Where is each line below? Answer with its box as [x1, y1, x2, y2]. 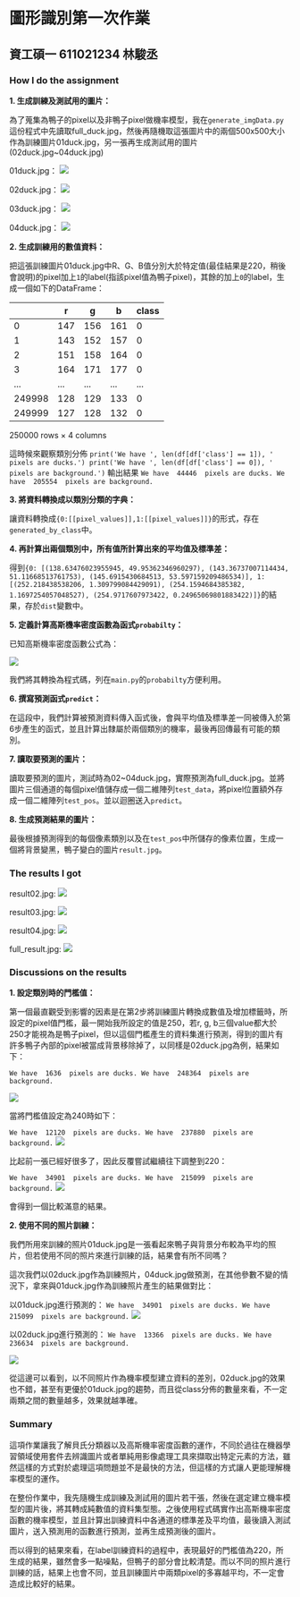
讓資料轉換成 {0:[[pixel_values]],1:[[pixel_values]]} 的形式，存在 [9, 513, 260, 523]
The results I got [9, 867, 82, 879]
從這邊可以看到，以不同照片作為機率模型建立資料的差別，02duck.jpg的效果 [9, 1372, 286, 1383]
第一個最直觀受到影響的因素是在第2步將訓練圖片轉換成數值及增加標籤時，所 [9, 1007, 288, 1017]
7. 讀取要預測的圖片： [9, 753, 87, 764]
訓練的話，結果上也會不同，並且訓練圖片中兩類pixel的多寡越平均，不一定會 [9, 1567, 285, 1577]
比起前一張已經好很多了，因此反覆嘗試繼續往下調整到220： [9, 1156, 228, 1167]
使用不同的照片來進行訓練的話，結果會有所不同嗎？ [39, 1250, 229, 1261]
